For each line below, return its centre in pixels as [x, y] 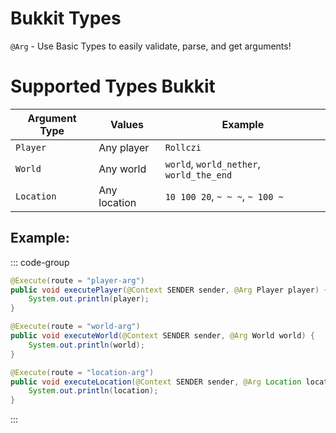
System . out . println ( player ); [89, 299]
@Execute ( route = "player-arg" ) [77, 280]
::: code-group [40, 262]
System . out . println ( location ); [93, 391]
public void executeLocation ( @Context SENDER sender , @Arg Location [156, 382]
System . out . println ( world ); [86, 345]
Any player [124, 147]
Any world [122, 169]
